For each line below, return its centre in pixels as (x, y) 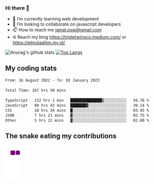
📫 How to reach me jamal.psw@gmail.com (57, 30)
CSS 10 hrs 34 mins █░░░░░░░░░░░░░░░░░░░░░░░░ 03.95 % (77, 111)
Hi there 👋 (18, 8)
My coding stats (31, 68)
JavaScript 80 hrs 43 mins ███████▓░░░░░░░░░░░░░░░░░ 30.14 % (77, 106)
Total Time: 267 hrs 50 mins (36, 90)
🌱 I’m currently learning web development (56, 19)
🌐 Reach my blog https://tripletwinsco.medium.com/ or (69, 37)
